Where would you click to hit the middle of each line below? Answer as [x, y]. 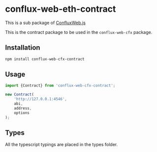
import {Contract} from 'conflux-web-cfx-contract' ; [60, 86]
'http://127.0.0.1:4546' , [41, 99]
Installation [23, 48]
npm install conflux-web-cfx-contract [45, 59]
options [22, 113]
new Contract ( [20, 94]
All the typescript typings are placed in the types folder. [62, 145]
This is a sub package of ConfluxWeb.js [46, 23]
